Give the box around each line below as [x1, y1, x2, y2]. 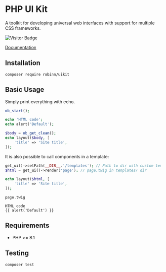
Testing [5, 249, 29, 258]
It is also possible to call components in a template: [5, 153, 109, 159]
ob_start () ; [5, 108, 30, 113]
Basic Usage [5, 85, 44, 94]
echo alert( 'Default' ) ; [5, 122, 54, 127]
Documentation [5, 44, 37, 50]
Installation [5, 59, 41, 68]
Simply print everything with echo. [5, 98, 75, 105]
